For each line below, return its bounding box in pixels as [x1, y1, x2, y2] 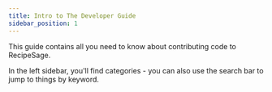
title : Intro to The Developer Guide [8, 11, 136, 20]
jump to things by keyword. [8, 74, 100, 84]
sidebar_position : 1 [8, 19, 79, 27]
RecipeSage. [8, 50, 51, 60]
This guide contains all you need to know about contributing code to [8, 41, 237, 51]
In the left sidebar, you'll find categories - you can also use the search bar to [8, 65, 264, 75]
